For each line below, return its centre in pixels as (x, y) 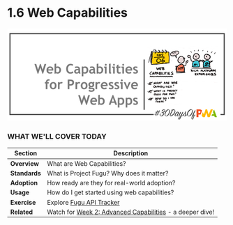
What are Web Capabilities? (87, 163)
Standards (26, 173)
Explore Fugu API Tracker (83, 202)
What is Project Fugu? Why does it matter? (108, 173)
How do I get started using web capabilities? (111, 192)
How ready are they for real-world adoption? (111, 183)
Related (22, 212)
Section (26, 153)
